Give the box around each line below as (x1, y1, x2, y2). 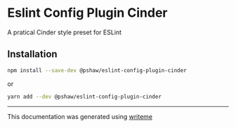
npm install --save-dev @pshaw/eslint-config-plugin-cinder (7, 66, 188, 74)
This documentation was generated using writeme (7, 112, 153, 120)
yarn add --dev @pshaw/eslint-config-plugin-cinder (7, 93, 162, 100)
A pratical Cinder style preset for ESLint (7, 28, 122, 36)
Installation (7, 48, 58, 60)
